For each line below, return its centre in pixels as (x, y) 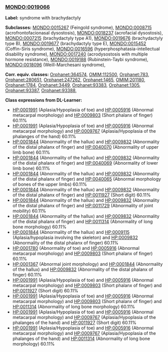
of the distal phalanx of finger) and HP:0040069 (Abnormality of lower (85, 163)
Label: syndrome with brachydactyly (43, 18)
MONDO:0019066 (28, 7)
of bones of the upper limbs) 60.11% (50, 184)
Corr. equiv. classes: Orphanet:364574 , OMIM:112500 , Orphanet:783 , (77, 75)
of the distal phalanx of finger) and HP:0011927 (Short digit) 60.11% (82, 195)
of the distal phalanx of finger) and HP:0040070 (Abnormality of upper (86, 147)
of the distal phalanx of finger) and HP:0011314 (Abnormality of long (82, 222)
